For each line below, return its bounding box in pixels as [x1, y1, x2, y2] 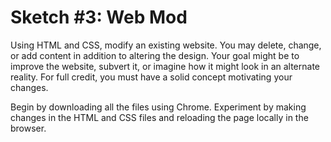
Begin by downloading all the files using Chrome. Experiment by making [10, 101, 307, 113]
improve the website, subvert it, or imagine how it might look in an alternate [10, 60, 320, 72]
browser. [10, 122, 47, 134]
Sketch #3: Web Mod [10, 6, 188, 29]
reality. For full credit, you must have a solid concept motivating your [10, 71, 293, 83]
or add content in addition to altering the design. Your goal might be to [10, 49, 300, 61]
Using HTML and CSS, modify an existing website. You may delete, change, [10, 39, 322, 51]
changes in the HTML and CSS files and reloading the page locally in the [10, 111, 309, 123]
